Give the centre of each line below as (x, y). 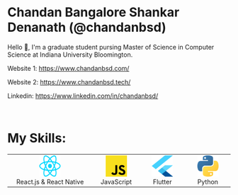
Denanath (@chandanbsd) (87, 27)
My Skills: (37, 138)
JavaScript (116, 182)
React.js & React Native (50, 182)
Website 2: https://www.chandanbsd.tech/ (69, 82)
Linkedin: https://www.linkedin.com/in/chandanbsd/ (83, 96)
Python (208, 182)
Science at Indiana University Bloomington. (70, 55)
